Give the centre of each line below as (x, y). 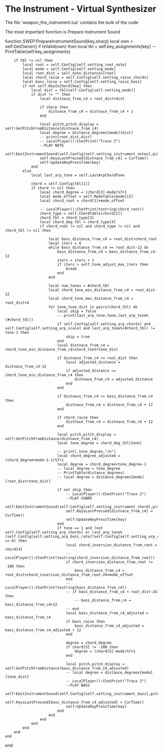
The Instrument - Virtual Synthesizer (81, 9)
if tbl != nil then (33, 60)
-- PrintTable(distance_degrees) (91, 473)
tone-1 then (17, 332)
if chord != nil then (53, 188)
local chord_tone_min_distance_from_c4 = (91, 290)
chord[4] (14, 549)
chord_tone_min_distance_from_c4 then (44, 375)
